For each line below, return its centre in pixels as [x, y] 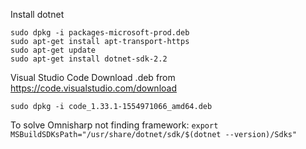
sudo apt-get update [53, 50]
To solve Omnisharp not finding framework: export [114, 125]
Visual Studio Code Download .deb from [93, 77]
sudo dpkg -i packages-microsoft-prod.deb [100, 33]
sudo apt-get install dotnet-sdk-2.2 [89, 59]
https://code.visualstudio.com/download [93, 88]
